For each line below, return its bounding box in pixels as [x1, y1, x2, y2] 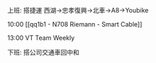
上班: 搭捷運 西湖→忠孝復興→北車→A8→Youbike [7, 6, 149, 14]
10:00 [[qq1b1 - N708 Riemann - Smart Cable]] [7, 20, 143, 28]
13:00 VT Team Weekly [7, 34, 75, 42]
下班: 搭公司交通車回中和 [7, 48, 79, 56]
